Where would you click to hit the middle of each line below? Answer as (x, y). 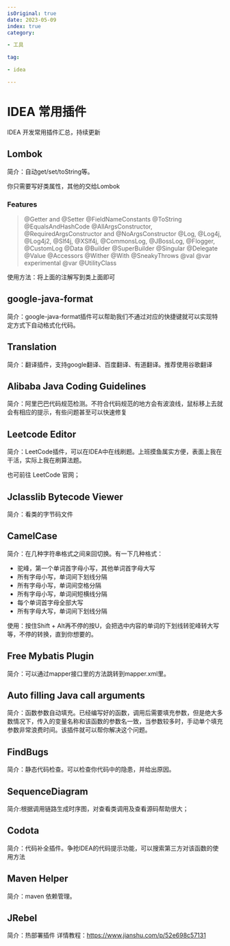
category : (21, 33)
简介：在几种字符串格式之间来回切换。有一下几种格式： (85, 554)
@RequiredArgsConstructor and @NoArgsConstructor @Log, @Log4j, (123, 233)
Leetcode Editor (42, 434)
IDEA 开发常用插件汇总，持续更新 (54, 132)
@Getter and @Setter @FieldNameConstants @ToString (103, 219)
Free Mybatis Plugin (51, 656)
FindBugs (28, 752)
